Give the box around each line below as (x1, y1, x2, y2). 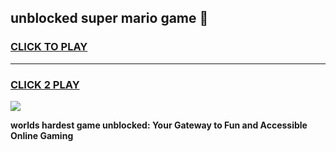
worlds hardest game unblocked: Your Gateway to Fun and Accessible (10, 119, 308, 131)
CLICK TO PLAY (10, 40, 88, 54)
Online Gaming (10, 129, 74, 141)
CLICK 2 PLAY (10, 77, 80, 91)
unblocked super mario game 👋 (10, 10, 209, 27)
